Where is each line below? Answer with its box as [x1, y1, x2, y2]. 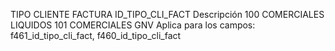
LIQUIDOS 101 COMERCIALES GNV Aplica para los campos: [10, 19, 256, 31]
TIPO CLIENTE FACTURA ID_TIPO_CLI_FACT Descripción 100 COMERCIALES [10, 9, 325, 20]
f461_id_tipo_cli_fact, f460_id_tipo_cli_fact [10, 30, 182, 41]
